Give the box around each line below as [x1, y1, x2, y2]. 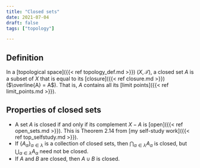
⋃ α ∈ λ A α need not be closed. [14, 147, 89, 156]
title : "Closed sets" [6, 8, 60, 15]
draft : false [6, 20, 39, 26]
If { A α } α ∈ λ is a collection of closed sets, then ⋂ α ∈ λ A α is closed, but [14, 139, 187, 148]
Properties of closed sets [6, 105, 102, 115]
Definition [6, 52, 43, 63]
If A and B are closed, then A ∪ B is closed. [14, 155, 120, 163]
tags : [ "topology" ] [6, 25, 55, 32]
